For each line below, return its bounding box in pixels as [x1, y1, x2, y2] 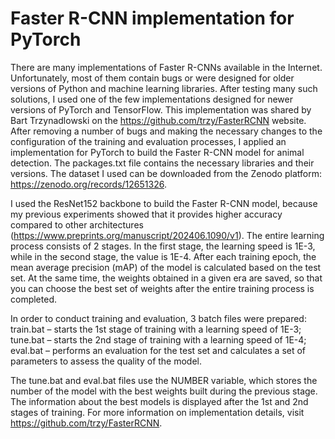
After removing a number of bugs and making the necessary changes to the [10, 125, 323, 137]
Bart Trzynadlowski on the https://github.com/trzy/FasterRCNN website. [10, 114, 307, 126]
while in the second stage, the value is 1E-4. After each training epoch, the [10, 250, 317, 262]
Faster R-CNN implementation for [10, 7, 295, 30]
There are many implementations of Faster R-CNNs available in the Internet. [10, 61, 323, 73]
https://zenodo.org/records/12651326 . [10, 178, 167, 190]
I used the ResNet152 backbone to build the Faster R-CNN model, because [10, 197, 318, 209]
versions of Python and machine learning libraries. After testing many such [10, 82, 318, 94]
